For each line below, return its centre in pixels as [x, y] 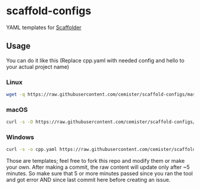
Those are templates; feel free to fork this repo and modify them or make [96, 161]
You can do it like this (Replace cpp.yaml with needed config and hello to [95, 60]
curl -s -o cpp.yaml [32, 150]
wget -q [16, 94]
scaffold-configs [49, 11]
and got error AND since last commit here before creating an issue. [88, 180]
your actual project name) [38, 67]
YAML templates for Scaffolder [44, 27]
